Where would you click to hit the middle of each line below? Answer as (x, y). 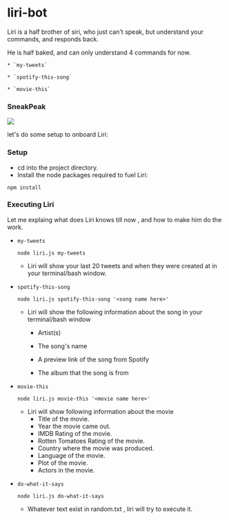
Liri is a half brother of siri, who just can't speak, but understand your (106, 32)
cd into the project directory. (58, 168)
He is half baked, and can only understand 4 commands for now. (99, 52)
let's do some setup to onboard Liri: (58, 134)
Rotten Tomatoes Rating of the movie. (91, 441)
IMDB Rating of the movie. (75, 433)
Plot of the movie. (63, 463)
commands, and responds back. (53, 39)
